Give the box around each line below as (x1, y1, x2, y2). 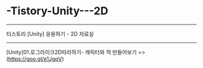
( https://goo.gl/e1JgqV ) (6, 55, 65, 62)
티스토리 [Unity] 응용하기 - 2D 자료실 (6, 30, 94, 37)
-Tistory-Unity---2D (6, 4, 109, 18)
